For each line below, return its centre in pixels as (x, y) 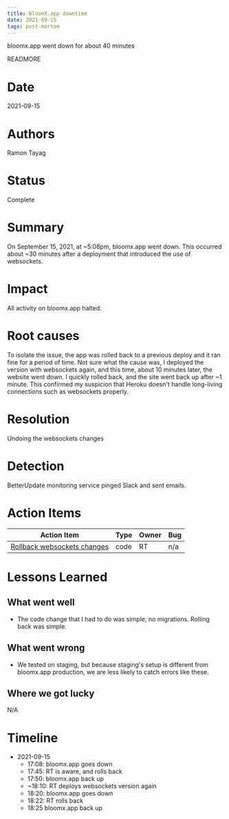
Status (26, 181)
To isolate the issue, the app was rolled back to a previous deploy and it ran (114, 355)
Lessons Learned (57, 577)
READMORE (24, 59)
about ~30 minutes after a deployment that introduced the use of (99, 254)
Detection (36, 466)
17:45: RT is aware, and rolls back (75, 772)
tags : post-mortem (33, 26)
